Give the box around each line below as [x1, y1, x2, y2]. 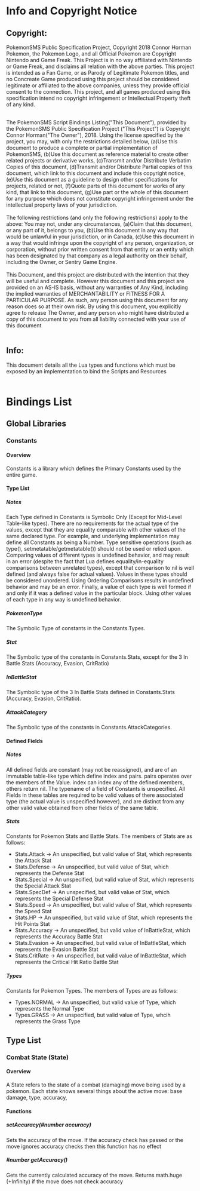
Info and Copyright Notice [6, 4, 137, 18]
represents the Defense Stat [14, 870, 85, 877]
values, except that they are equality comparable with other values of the [6, 526, 186, 533]
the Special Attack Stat [14, 882, 72, 889]
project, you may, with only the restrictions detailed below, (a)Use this [6, 138, 178, 145]
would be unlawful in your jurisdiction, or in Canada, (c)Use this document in [6, 233, 195, 240]
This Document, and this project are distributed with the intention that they [6, 271, 189, 278]
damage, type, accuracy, [6, 1094, 67, 1101]
